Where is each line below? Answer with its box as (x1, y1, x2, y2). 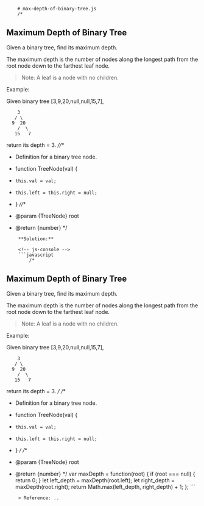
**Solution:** (18, 235, 54, 242)
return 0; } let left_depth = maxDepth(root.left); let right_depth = (15, 476, 175, 484)
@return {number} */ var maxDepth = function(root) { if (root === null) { (15, 470, 196, 477)
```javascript (18, 252, 54, 258)
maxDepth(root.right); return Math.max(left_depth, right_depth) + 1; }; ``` (15, 483, 196, 490)
